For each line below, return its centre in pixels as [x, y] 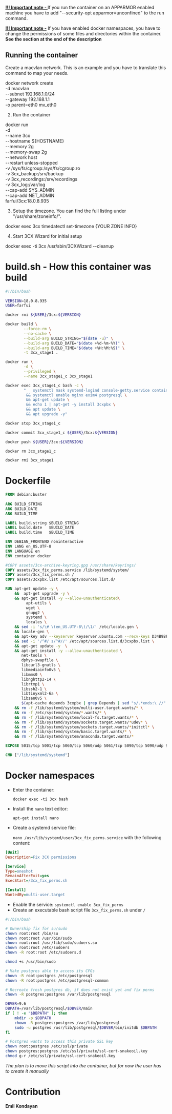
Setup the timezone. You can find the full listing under [69, 211]
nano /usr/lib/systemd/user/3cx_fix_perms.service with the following [87, 837]
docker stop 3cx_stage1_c [33, 423]
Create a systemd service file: [44, 827]
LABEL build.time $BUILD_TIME [40, 533]
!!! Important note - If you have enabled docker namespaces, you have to [83, 28]
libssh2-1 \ [34, 689]
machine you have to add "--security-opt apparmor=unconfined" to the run [85, 13]
